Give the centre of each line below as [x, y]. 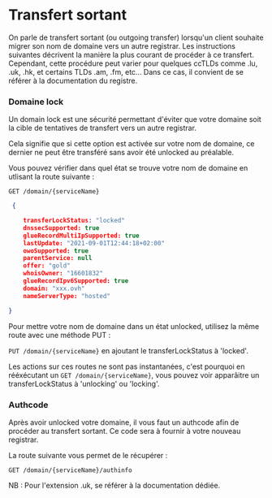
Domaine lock [36, 102]
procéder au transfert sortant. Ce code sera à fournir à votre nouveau [125, 431]
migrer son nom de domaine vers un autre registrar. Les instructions [122, 45]
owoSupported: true [56, 251]
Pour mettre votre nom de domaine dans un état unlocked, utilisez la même [134, 326]
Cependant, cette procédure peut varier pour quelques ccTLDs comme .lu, [133, 63]
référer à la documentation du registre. [73, 80]
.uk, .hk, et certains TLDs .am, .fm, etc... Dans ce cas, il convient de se [126, 71]
